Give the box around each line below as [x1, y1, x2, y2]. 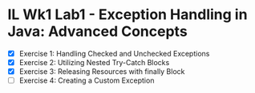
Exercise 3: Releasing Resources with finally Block [18, 67, 185, 76]
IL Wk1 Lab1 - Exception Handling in [7, 6, 248, 24]
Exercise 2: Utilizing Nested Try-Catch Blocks [18, 58, 170, 67]
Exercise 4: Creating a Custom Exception [18, 76, 155, 85]
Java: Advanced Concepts [7, 22, 188, 41]
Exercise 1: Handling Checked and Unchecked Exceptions [18, 48, 210, 58]
